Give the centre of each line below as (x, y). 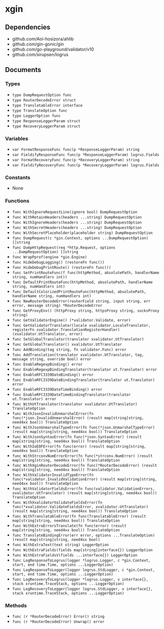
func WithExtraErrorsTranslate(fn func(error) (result (69, 526)
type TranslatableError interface (47, 105)
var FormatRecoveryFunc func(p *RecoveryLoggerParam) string (76, 160)
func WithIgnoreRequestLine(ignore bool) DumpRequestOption (75, 212)
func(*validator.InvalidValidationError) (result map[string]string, (85, 479)
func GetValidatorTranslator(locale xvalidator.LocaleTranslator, (81, 325)
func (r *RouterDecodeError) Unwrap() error (58, 622)
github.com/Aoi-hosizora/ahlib (43, 39)
